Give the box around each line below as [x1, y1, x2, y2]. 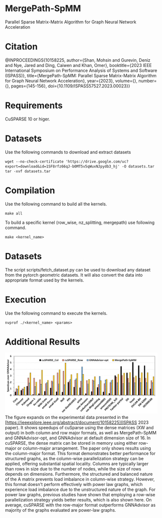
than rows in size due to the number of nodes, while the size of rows [5, 466, 142, 471]
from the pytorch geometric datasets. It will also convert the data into [5, 272, 143, 278]
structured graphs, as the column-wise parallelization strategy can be [5, 455, 144, 461]
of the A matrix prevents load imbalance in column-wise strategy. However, [5, 476, 155, 482]
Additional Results [5, 336, 80, 347]
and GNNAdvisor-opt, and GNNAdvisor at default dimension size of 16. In [5, 435, 151, 441]
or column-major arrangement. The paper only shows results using [17, 445, 151, 451]
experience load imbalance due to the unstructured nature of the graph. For [5, 486, 156, 492]
